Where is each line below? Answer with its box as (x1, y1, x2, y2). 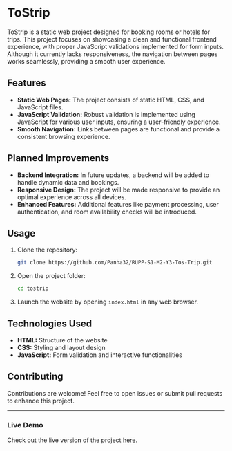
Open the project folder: (17, 272, 86, 280)
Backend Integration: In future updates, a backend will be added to (17, 171, 209, 179)
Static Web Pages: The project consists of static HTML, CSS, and (17, 95, 204, 104)
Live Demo (7, 420, 43, 430)
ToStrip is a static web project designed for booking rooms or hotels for (7, 28, 211, 36)
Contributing (7, 371, 64, 383)
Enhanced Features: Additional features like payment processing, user (17, 200, 220, 208)
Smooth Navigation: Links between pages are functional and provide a (17, 125, 220, 133)
